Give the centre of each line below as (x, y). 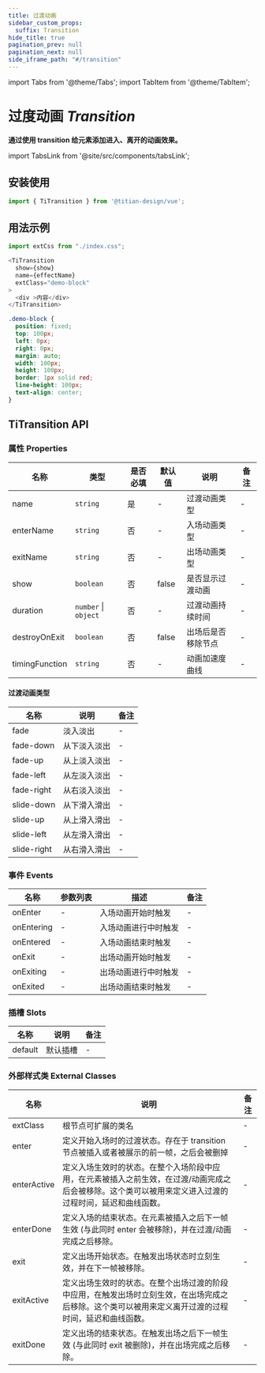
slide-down (34, 805)
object (87, 615)
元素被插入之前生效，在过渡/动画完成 (154, 1179)
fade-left (29, 775)
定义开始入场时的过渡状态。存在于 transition (144, 1141)
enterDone (32, 1228)
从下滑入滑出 (87, 805)
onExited (28, 986)
